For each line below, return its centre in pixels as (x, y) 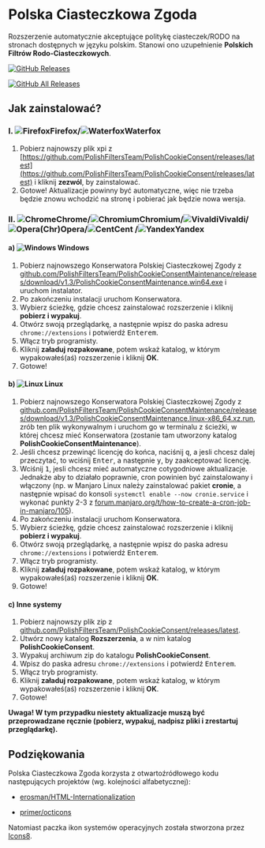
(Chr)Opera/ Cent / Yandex (122, 229)
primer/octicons (45, 812)
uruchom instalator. (51, 291)
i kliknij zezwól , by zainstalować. (87, 182)
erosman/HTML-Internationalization (77, 797)
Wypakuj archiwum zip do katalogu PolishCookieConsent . (115, 655)
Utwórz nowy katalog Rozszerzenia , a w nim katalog (105, 639)
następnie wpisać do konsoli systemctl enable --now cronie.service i (134, 493)
